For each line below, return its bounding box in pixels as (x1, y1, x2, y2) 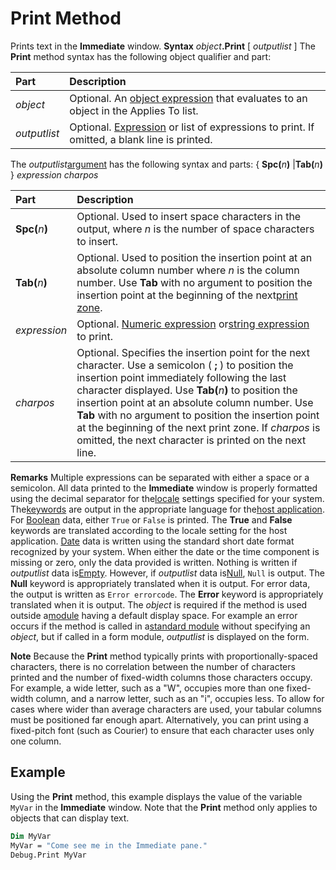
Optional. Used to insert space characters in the (76, 209, 302, 223)
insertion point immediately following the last (76, 370, 287, 384)
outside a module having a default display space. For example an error (10, 609, 298, 621)
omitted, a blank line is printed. (69, 132, 213, 146)
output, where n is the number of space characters (76, 222, 315, 236)
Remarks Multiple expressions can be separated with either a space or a (10, 471, 310, 483)
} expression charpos (10, 168, 99, 181)
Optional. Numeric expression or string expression (76, 317, 310, 331)
